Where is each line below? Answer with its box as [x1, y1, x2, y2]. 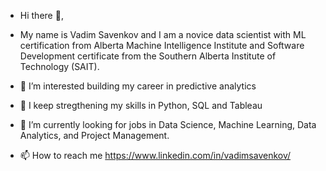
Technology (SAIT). [19, 61, 100, 72]
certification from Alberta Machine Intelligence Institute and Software [19, 40, 305, 51]
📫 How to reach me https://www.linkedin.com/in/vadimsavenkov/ [19, 150, 292, 161]
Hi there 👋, [19, 10, 64, 21]
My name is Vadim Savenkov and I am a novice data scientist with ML [19, 29, 307, 40]
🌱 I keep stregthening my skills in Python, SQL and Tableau [19, 100, 263, 111]
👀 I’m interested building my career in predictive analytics [19, 80, 257, 92]
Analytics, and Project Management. [19, 130, 170, 141]
